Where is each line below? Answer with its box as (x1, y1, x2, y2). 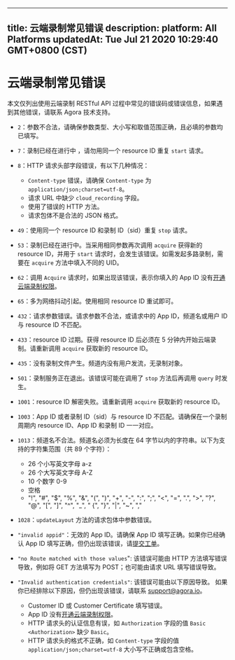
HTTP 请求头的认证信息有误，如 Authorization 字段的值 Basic (27, 619, 206, 627)
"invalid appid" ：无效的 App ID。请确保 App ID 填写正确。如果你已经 (17, 531, 220, 539)
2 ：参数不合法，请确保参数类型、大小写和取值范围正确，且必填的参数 (17, 123, 217, 132)
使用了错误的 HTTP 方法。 (27, 202, 104, 211)
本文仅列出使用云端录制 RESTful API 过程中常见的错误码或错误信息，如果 (7, 99, 217, 108)
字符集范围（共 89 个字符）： (29, 445, 112, 454)
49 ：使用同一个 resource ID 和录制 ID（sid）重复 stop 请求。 (17, 226, 191, 234)
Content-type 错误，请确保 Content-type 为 (27, 176, 152, 185)
